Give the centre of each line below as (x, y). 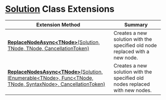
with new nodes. (133, 90)
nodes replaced (132, 84)
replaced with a (131, 51)
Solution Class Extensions (60, 9)
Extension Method (58, 25)
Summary (136, 25)
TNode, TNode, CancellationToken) (48, 48)
